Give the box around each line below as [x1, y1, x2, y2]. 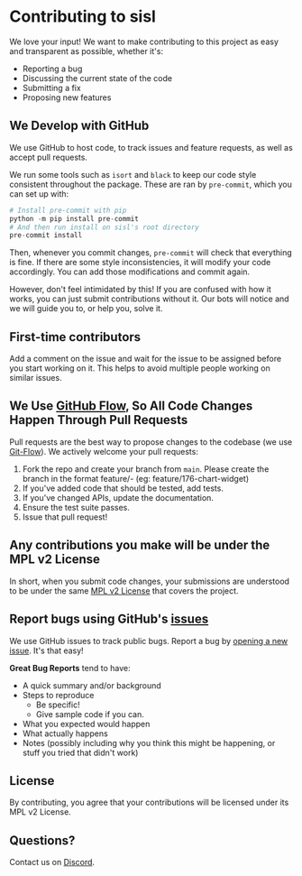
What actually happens [22, 728, 108, 739]
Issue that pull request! [22, 512, 108, 522]
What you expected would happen [22, 718, 151, 729]
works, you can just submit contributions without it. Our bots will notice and [9, 293, 290, 304]
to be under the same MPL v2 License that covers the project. [9, 585, 239, 596]
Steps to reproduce [22, 689, 95, 700]
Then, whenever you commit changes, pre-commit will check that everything [9, 247, 293, 258]
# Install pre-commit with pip [9, 206, 127, 215]
